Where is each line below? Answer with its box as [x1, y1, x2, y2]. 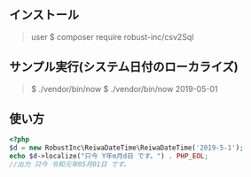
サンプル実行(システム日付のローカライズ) [9, 59, 239, 74]
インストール [9, 7, 80, 23]
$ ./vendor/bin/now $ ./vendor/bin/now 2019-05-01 [30, 83, 218, 94]
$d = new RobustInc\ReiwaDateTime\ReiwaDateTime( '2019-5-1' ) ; [9, 143, 244, 152]
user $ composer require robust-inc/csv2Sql [30, 31, 194, 42]
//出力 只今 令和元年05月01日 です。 [9, 160, 130, 169]
